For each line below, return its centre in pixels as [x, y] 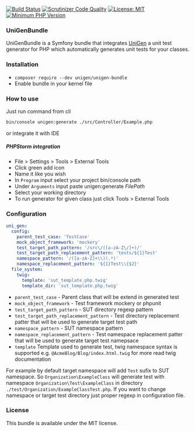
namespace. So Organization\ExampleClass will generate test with [85, 377]
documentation [33, 359]
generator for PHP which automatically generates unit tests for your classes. [98, 49]
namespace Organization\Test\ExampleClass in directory [74, 382]
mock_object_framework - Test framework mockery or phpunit [88, 303]
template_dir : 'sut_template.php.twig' [70, 286]
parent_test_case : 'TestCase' [53, 237]
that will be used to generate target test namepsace [76, 340]
